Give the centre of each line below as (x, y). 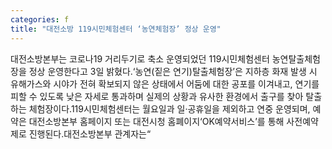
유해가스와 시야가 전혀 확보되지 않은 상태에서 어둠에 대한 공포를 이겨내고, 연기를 (165, 83)
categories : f (40, 19)
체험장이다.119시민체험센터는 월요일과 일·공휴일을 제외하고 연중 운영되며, (169, 108)
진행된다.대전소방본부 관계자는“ (90, 133)
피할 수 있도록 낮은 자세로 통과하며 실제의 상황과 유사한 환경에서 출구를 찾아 (157, 96)
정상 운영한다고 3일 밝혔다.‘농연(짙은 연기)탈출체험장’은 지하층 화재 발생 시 (173, 71)
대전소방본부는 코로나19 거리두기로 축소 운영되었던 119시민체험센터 (140, 58)
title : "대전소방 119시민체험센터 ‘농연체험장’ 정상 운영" (116, 29)
